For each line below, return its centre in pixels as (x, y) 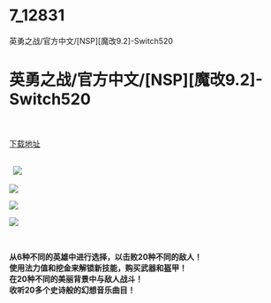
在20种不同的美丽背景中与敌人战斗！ (76, 278)
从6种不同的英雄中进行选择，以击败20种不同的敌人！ (106, 256)
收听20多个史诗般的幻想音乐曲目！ (72, 290)
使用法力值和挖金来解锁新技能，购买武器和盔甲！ (98, 268)
